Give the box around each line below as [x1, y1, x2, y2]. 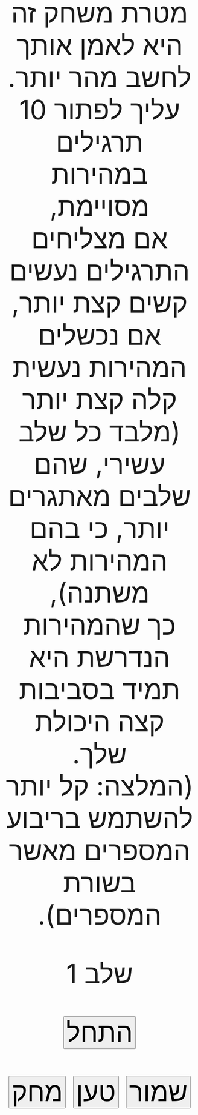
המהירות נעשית [12, 351, 187, 384]
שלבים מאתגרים [8, 480, 191, 512]
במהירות [51, 158, 148, 190]
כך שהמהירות [23, 609, 176, 641]
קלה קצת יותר [22, 383, 177, 416]
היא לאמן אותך [16, 29, 184, 62]
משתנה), [49, 577, 150, 609]
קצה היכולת [34, 705, 165, 738]
